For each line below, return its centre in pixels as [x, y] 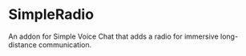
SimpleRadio [51, 15]
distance [23, 44]
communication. [65, 44]
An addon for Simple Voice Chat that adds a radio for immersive [113, 36]
